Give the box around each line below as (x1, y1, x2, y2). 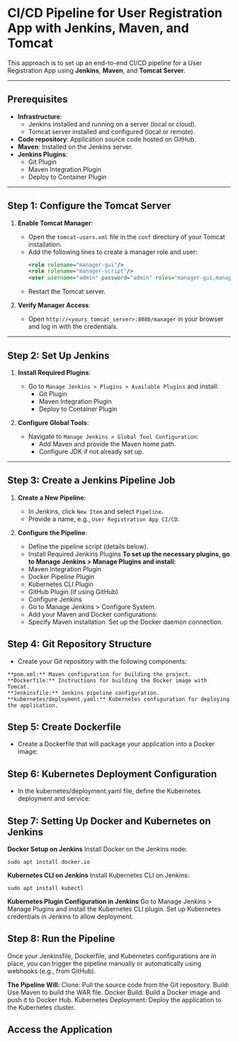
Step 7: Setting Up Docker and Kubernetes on (7, 815, 211, 827)
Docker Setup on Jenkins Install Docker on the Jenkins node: (7, 845, 188, 853)
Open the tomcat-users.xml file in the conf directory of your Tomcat (28, 232, 225, 241)
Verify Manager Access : (17, 301, 91, 309)
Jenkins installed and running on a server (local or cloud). (28, 119, 197, 128)
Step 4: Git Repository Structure (7, 638, 152, 650)
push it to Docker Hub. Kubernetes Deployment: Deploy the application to (7, 995, 222, 1004)
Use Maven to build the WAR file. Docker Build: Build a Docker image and (7, 988, 221, 997)
